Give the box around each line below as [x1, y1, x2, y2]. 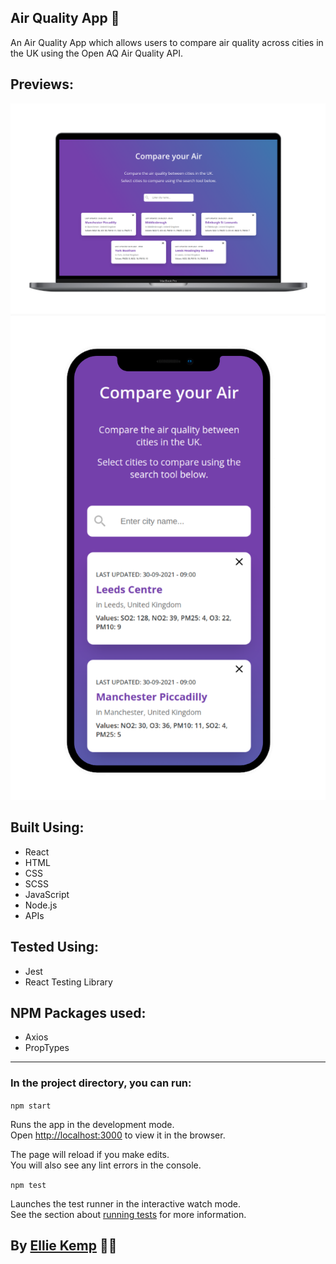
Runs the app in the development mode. [10, 1118, 175, 1130]
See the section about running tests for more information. [10, 1208, 247, 1220]
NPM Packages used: [10, 1004, 147, 1021]
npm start [10, 1101, 52, 1111]
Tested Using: [10, 939, 100, 956]
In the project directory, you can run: [10, 1076, 192, 1090]
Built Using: [10, 819, 85, 836]
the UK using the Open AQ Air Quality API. [10, 47, 184, 59]
